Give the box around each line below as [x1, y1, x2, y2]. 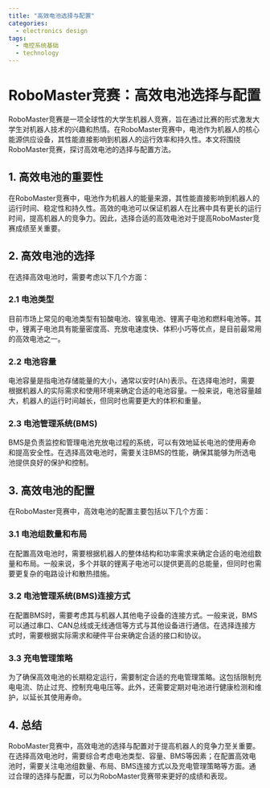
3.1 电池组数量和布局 [8, 528, 88, 540]
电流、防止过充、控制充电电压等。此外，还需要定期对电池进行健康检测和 [14, 683, 255, 692]
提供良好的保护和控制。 [14, 458, 93, 467]
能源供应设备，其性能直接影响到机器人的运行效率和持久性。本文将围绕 [8, 134, 241, 144]
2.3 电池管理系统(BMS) [8, 418, 98, 429]
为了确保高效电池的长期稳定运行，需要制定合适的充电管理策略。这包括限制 [8, 672, 255, 682]
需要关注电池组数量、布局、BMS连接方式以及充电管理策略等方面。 [29, 761, 249, 770]
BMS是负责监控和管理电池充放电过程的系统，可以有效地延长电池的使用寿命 [8, 437, 256, 447]
